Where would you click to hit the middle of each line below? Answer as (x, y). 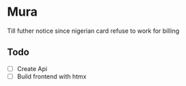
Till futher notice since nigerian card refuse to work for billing (93, 31)
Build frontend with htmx (52, 76)
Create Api (32, 68)
